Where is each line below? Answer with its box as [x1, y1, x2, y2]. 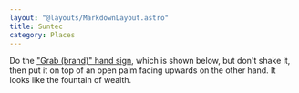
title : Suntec [9, 22, 64, 31]
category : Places [9, 30, 76, 39]
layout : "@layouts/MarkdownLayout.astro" [9, 13, 170, 23]
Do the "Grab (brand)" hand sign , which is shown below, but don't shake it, [9, 56, 291, 67]
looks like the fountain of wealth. [9, 75, 132, 86]
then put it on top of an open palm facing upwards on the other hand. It [9, 65, 276, 76]
